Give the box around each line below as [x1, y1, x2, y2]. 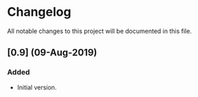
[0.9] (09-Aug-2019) [7, 47, 98, 58]
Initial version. [16, 83, 57, 91]
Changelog [7, 4, 71, 20]
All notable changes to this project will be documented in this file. [7, 27, 192, 35]
